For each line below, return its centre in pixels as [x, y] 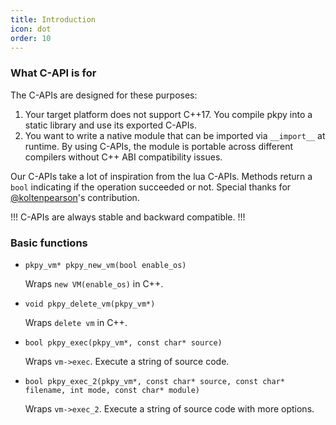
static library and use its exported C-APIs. [110, 125]
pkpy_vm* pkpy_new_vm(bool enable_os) [105, 265]
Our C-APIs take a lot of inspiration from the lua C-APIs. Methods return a [161, 176]
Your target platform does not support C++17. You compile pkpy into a [168, 114]
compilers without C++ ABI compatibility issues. [123, 157]
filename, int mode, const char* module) [112, 390]
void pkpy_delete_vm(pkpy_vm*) [90, 304]
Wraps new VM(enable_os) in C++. [94, 283]
